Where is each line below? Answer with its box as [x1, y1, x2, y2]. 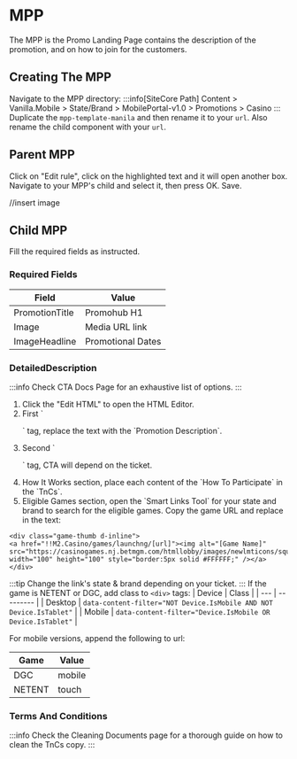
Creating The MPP [9, 70, 112, 85]
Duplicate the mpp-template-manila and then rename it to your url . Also [9, 112, 268, 122]
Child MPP [9, 222, 68, 237]
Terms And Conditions [9, 709, 108, 722]
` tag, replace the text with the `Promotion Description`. [21, 425, 223, 436]
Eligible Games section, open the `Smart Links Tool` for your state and [21, 495, 277, 506]
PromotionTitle [13, 306, 74, 319]
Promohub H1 [85, 306, 143, 319]
